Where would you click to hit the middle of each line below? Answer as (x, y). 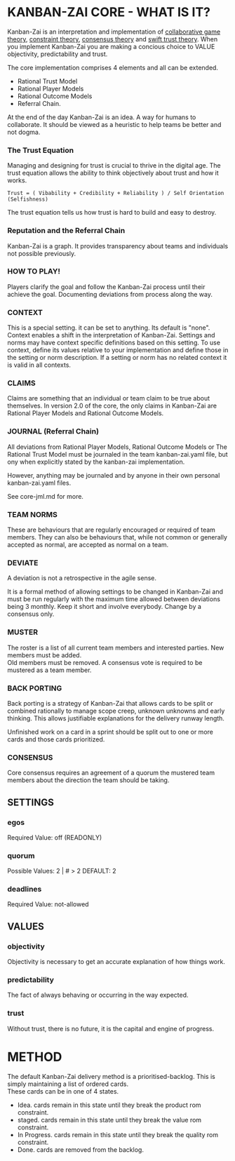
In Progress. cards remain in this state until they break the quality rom (118, 1134)
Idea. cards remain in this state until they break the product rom (109, 1105)
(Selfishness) (28, 200)
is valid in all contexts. (39, 365)
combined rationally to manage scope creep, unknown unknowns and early (116, 711)
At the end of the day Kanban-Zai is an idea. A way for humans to (102, 117)
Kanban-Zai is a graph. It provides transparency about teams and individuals (118, 246)
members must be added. (45, 655)
